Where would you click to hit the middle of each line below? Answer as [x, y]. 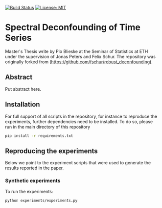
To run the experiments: [29, 191]
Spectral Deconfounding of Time [73, 27]
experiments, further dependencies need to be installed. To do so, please [79, 121]
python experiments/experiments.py [41, 200]
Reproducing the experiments [51, 151]
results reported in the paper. [35, 168]
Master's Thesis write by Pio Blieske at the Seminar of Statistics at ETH [77, 51]
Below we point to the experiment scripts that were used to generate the [78, 163]
